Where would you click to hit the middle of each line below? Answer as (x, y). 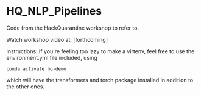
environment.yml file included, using (52, 57)
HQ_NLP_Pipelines (54, 11)
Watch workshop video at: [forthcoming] (57, 39)
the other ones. (25, 87)
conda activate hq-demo (37, 69)
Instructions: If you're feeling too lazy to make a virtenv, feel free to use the (100, 51)
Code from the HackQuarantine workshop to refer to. (72, 28)
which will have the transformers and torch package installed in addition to (100, 80)
